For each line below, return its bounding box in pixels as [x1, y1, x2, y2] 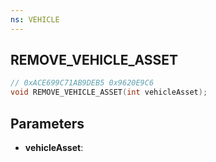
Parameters [10, 115, 85, 132]
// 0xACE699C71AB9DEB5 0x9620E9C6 [10, 78, 155, 88]
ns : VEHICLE [10, 14, 60, 25]
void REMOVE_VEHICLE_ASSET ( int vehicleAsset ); [10, 87, 208, 98]
